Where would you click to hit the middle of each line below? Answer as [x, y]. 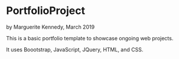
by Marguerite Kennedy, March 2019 [51, 27]
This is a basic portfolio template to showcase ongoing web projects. [90, 38]
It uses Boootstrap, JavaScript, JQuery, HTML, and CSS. [75, 49]
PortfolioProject [46, 11]
